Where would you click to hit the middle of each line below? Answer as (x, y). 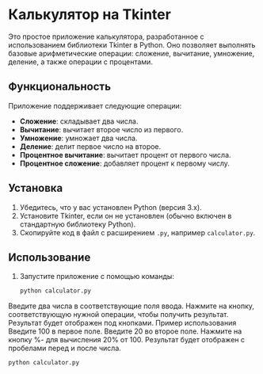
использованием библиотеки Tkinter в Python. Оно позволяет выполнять (132, 44)
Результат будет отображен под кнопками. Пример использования (122, 323)
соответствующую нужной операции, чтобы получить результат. (118, 315)
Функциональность (60, 87)
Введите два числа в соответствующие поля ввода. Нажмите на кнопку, (131, 306)
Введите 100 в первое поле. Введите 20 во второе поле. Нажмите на (125, 331)
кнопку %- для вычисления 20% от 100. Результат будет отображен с (127, 340)
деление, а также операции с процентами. (80, 62)
